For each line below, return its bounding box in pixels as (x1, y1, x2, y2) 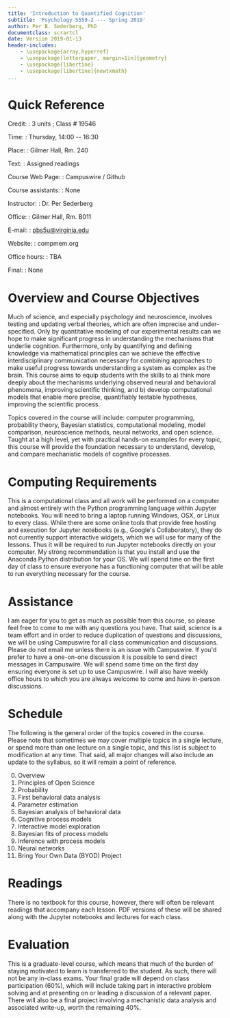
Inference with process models (17, 837, 105, 845)
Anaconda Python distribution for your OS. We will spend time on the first (8, 555, 215, 564)
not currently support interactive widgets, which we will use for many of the (8, 533, 221, 542)
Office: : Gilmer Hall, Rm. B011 (8, 213, 92, 221)
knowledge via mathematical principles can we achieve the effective (8, 349, 201, 358)
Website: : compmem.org (8, 240, 79, 248)
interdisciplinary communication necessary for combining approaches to (8, 356, 213, 365)
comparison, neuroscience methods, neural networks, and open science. (8, 428, 214, 437)
